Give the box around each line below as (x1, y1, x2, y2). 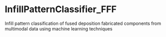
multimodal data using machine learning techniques (5, 25, 112, 31)
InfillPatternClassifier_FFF (5, 4, 117, 15)
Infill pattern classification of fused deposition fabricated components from (5, 20, 161, 26)
